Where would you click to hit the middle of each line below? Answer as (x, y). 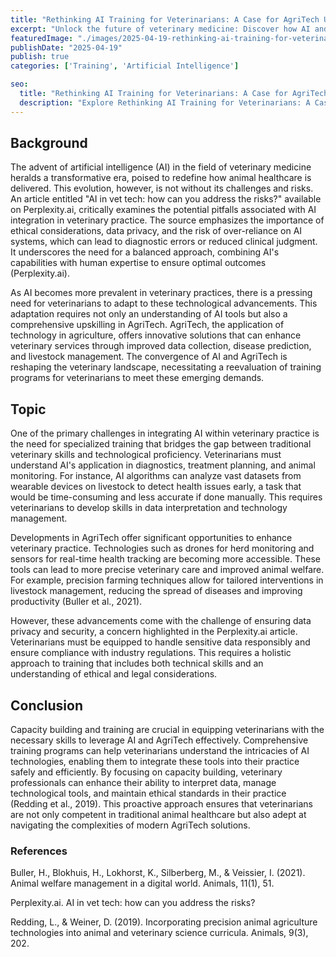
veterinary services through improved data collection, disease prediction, (161, 346)
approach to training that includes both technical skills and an (137, 663)
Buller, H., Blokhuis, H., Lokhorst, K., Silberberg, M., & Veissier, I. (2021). (158, 873)
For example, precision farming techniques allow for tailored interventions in (167, 580)
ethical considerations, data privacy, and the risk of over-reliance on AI (156, 231)
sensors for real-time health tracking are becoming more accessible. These (166, 559)
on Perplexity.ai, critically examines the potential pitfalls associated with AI (163, 210)
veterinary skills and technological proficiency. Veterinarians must (146, 455)
